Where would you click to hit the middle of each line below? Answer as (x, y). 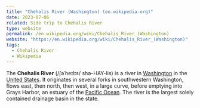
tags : (13, 45)
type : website (24, 28)
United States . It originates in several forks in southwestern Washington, (95, 79)
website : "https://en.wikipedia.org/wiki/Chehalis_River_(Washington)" (97, 39)
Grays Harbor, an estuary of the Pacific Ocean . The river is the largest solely (100, 92)
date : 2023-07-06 (28, 17)
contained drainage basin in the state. (53, 98)
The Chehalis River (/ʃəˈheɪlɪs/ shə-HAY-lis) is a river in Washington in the (97, 73)
